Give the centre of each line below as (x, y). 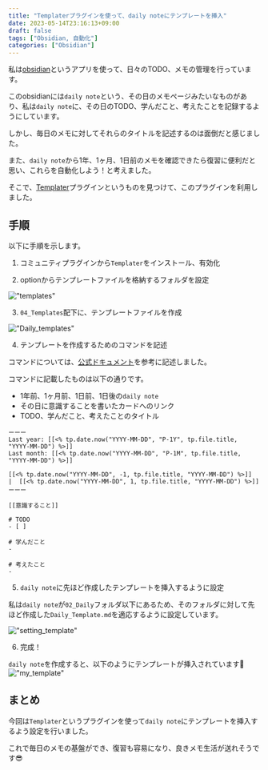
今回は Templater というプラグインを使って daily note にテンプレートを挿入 (130, 720)
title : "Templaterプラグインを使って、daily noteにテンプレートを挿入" (118, 16)
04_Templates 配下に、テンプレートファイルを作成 (101, 312)
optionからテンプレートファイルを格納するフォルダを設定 (114, 279)
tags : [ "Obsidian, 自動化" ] (53, 38)
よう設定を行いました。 (54, 731)
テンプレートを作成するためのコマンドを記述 (94, 344)
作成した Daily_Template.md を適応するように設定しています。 (122, 614)
